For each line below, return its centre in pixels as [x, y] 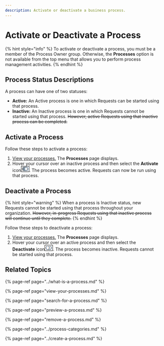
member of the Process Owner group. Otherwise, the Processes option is [80, 54]
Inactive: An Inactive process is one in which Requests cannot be [78, 111]
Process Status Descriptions [49, 80]
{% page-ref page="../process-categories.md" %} [56, 329]
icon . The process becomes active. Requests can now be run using [84, 170]
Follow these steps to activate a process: [46, 149]
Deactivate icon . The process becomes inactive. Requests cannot [83, 249]
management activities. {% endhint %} [44, 64]
